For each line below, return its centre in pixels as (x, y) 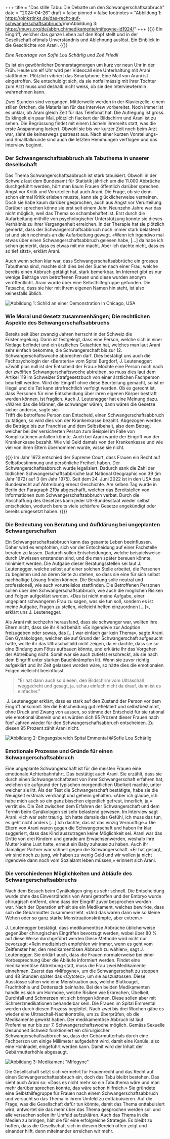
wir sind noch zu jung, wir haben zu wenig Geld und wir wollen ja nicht (79, 855)
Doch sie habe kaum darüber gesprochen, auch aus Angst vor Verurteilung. (84, 202)
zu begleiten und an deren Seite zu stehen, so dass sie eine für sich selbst (83, 574)
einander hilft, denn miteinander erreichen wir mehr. (59, 1131)
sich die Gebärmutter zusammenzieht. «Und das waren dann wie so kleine (83, 913)
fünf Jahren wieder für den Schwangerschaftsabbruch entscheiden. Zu (79, 723)
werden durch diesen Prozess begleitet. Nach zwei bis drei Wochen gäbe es (85, 1009)
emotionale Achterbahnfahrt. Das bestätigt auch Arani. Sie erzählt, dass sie (83, 774)
